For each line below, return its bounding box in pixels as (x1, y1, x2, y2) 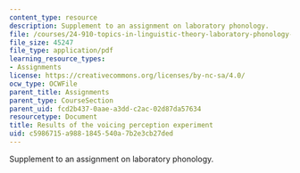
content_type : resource (9, 12, 98, 22)
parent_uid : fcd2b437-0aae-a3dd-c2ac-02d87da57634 (9, 104, 202, 113)
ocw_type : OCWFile (9, 79, 78, 88)
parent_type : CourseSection (9, 95, 114, 105)
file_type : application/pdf (9, 46, 114, 55)
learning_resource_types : (9, 54, 105, 63)
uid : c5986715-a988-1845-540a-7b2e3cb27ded (9, 129, 174, 138)
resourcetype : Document (9, 112, 98, 121)
